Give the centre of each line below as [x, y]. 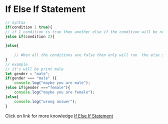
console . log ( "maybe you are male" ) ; [52, 83]
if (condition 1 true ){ [29, 27]
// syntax [15, 22]
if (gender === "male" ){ [31, 78]
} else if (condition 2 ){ [30, 36]
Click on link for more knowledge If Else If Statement [59, 115]
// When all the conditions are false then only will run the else [87, 55]
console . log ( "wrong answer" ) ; [46, 101]
